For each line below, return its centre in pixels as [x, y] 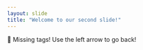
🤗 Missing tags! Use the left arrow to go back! [72, 39]
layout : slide [27, 13]
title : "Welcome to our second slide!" [64, 20]
